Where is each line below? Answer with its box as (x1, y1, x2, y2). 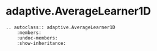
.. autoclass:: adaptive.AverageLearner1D (5, 24, 115, 30)
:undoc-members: (16, 35, 59, 41)
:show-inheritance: (16, 40, 67, 46)
